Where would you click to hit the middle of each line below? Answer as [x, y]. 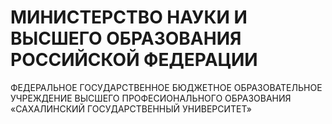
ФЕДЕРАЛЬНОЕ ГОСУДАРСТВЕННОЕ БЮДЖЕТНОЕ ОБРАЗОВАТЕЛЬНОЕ [166, 87]
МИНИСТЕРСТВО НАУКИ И [129, 17]
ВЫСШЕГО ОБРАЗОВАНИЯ [126, 38]
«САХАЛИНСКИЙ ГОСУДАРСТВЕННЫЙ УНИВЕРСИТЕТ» [131, 108]
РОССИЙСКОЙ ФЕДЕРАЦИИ [134, 60]
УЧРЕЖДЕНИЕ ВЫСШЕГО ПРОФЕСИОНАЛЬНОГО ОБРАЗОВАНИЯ [151, 98]
